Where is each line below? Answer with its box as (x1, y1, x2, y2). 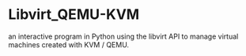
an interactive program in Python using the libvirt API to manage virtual (8, 32, 239, 41)
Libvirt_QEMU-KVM (8, 6, 140, 24)
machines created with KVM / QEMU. (8, 39, 129, 49)
